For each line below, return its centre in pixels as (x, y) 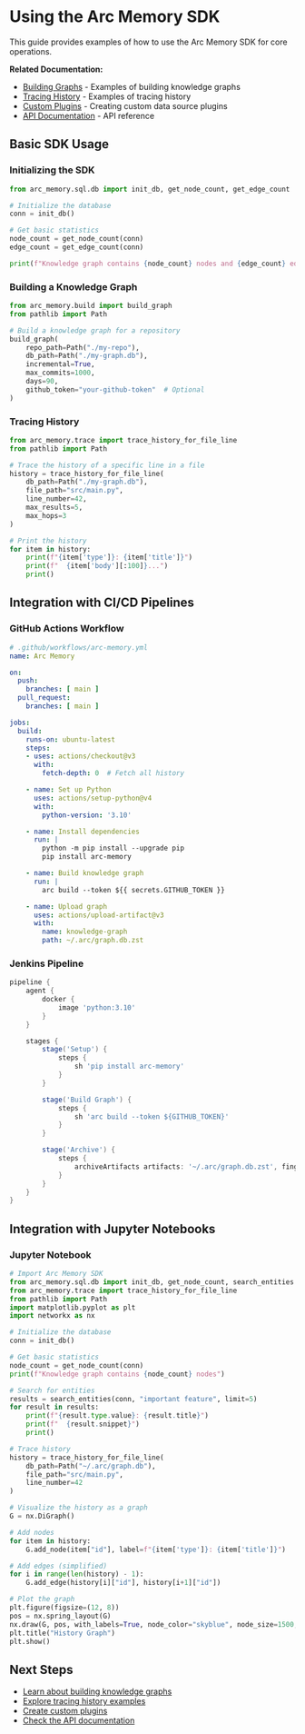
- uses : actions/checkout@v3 (81, 756)
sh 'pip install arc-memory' (129, 1066)
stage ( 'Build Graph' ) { (87, 1100)
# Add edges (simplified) (58, 1566)
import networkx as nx (52, 1316)
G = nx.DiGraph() (42, 1516)
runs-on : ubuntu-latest (71, 739)
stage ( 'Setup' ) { (74, 1050)
